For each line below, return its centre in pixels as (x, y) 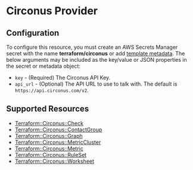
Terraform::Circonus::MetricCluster (58, 142)
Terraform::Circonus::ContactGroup (58, 130)
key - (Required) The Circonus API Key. (63, 78)
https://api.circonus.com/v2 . (52, 90)
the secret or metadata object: (43, 66)
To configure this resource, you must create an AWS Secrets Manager (92, 47)
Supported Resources (48, 109)
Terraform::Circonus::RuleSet (51, 155)
